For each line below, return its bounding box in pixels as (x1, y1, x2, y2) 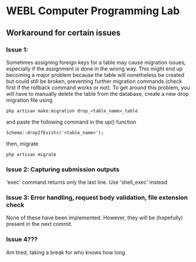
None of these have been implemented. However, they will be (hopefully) (6, 214, 184, 221)
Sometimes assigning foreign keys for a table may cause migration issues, (6, 59, 186, 66)
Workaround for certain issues (6, 28, 121, 38)
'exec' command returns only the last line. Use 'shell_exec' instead (6, 179, 168, 186)
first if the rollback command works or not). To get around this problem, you (6, 84, 190, 91)
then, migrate (6, 140, 39, 147)
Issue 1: (6, 46, 28, 54)
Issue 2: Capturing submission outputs (6, 165, 119, 173)
